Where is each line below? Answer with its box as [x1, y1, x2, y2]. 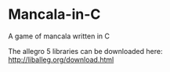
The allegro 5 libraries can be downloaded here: [8, 46, 163, 56]
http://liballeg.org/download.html [8, 55, 114, 64]
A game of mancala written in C [8, 31, 110, 41]
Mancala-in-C [8, 5, 101, 23]
